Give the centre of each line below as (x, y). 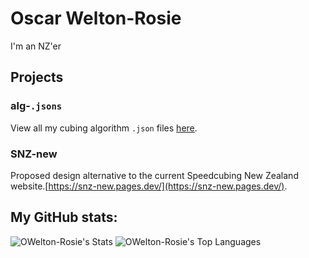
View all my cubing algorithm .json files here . (104, 128)
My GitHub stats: (64, 217)
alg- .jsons (36, 106)
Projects (37, 77)
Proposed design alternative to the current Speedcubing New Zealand (154, 175)
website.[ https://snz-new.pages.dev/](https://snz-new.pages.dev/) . (149, 186)
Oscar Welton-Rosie (96, 18)
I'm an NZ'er (36, 46)
